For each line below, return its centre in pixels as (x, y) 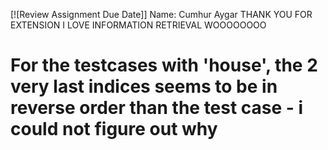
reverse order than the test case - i (157, 108)
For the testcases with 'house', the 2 (164, 65)
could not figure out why (114, 129)
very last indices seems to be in (144, 86)
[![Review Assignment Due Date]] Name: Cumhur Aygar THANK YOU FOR (161, 14)
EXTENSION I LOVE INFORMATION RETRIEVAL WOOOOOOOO (138, 25)
